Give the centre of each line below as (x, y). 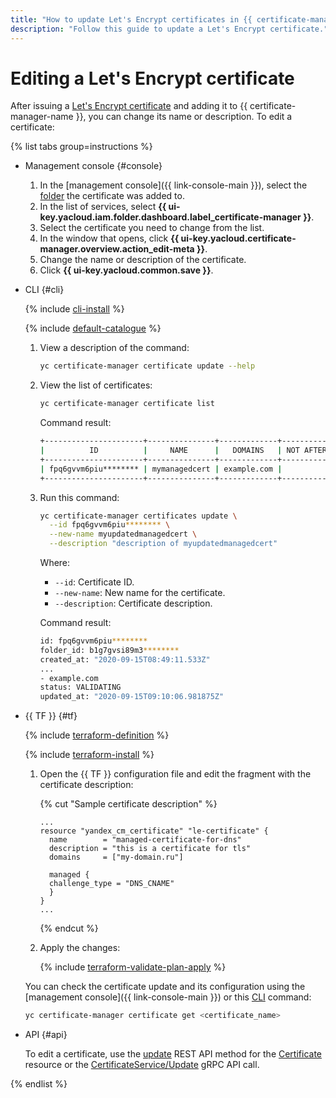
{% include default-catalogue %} (93, 328)
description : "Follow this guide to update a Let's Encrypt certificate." (169, 29)
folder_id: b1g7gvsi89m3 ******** (109, 650)
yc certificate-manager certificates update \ (138, 516)
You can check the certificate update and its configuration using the (165, 987)
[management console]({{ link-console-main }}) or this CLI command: (168, 997)
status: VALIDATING (80, 687)
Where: (55, 563)
